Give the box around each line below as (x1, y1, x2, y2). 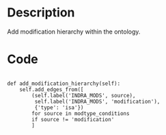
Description (7, 5, 75, 21)
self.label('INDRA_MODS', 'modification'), (34, 98, 161, 105)
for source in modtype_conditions (31, 110, 130, 117)
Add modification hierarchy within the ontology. (7, 27, 141, 36)
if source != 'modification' (31, 116, 115, 123)
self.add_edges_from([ (19, 86, 84, 93)
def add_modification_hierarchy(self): (7, 80, 121, 87)
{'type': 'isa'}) (34, 104, 84, 111)
